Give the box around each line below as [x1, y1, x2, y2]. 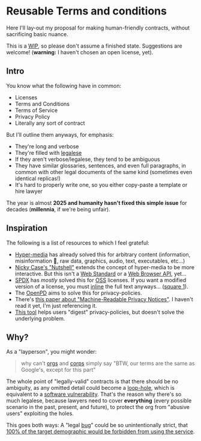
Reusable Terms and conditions [6, 4, 167, 18]
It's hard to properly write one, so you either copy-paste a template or [14, 181, 188, 188]
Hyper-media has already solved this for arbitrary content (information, [14, 251, 191, 258]
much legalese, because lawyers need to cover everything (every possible [6, 397, 192, 404]
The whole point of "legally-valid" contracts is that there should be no [6, 378, 179, 385]
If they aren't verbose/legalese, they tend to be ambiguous [14, 155, 160, 163]
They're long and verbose [14, 143, 79, 150]
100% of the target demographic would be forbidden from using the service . [6, 428, 195, 435]
